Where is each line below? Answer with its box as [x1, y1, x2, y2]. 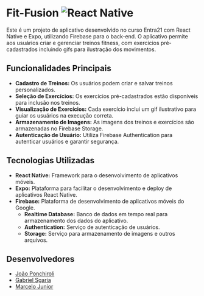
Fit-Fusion [6, 6, 59, 20]
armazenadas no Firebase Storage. [15, 125, 104, 132]
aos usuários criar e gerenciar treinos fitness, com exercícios [6, 39, 160, 46]
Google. [15, 204, 35, 211]
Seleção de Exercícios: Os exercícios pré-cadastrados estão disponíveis [15, 92, 199, 100]
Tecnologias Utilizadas [6, 155, 95, 166]
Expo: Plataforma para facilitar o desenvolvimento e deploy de [15, 185, 172, 192]
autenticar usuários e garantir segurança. [15, 138, 119, 145]
